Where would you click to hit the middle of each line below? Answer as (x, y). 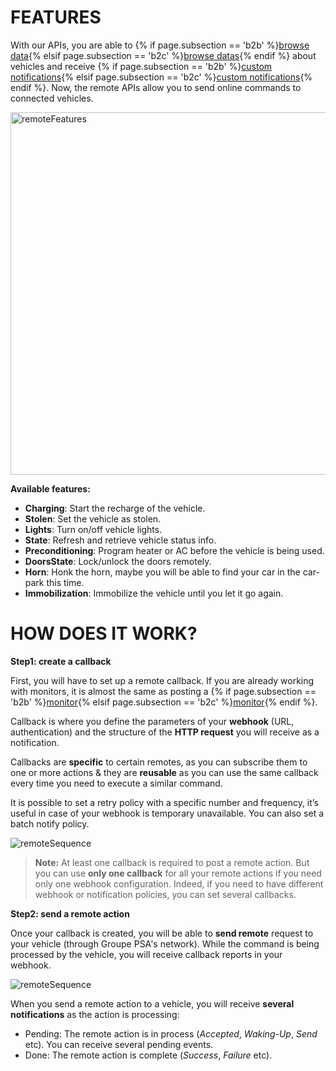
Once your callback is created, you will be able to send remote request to (162, 933)
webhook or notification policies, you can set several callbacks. (165, 894)
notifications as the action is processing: (95, 1014)
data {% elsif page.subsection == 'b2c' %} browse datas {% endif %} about (163, 55)
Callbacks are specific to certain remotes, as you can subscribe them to (159, 762)
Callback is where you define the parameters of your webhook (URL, (152, 721)
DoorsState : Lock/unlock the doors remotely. (118, 561)
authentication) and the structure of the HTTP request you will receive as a (165, 732)
